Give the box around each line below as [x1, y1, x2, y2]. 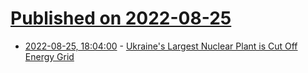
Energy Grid [24, 50, 75, 62]
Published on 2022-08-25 [10, 7, 232, 30]
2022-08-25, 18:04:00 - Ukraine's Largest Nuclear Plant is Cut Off [24, 40, 298, 52]
